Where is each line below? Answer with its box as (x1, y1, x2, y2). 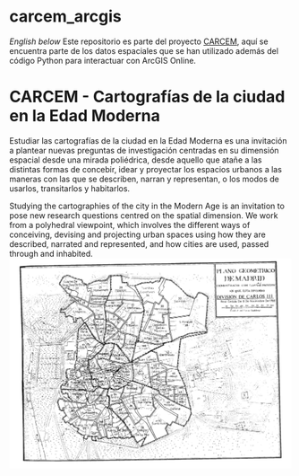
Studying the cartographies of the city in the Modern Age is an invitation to (9, 200, 285, 211)
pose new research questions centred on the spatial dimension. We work (9, 209, 278, 221)
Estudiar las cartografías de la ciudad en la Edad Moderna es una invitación (9, 135, 287, 145)
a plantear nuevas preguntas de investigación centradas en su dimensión (9, 145, 279, 155)
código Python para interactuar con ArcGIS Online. (9, 55, 197, 66)
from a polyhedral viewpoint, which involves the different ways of (9, 219, 251, 230)
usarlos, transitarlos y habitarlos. (9, 182, 131, 194)
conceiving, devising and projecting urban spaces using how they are (9, 229, 266, 240)
